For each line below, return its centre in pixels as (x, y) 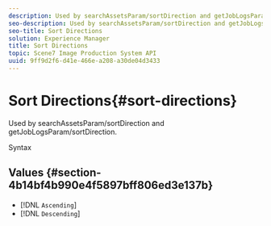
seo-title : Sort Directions (56, 31)
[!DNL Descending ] (50, 213)
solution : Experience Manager (59, 38)
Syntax (20, 147)
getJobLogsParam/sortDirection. (63, 132)
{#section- (73, 173)
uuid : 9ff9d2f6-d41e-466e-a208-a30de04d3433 (84, 61)
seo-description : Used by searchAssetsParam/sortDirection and (117, 23)
